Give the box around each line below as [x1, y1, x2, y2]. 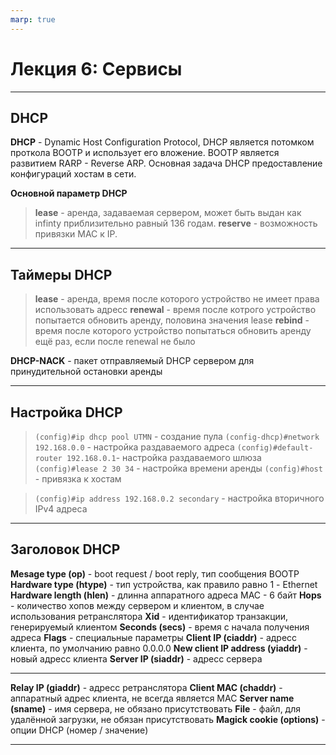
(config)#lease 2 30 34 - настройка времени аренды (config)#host [34, 462, 323, 474]
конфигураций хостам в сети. [10, 168, 137, 180]
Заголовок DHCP [10, 541, 121, 558]
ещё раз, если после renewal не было [34, 336, 196, 348]
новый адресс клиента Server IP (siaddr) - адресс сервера [10, 652, 263, 665]
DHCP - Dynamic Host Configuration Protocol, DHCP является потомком [10, 136, 315, 148]
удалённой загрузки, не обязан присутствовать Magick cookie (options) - [10, 713, 326, 725]
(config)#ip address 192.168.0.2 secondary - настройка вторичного [34, 492, 325, 504]
